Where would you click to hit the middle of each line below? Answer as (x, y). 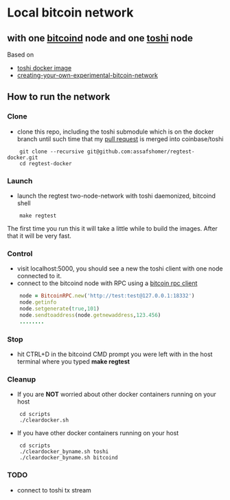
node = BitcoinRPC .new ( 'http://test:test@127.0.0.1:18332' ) (107, 296)
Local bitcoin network (70, 13)
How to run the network (59, 97)
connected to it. (39, 276)
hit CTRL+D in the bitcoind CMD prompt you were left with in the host (115, 354)
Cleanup (22, 379)
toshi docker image (44, 68)
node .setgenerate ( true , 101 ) (59, 309)
